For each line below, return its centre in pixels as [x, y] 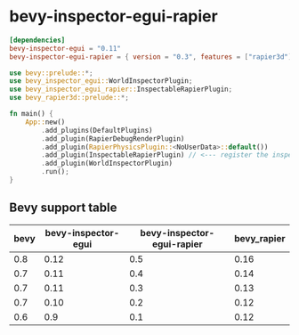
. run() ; [55, 172]
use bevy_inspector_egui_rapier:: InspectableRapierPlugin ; [121, 90]
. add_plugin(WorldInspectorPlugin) [107, 163]
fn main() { [31, 114]
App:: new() [45, 122]
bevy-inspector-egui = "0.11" [65, 48]
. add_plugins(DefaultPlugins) [97, 130]
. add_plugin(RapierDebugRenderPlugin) [113, 139]
